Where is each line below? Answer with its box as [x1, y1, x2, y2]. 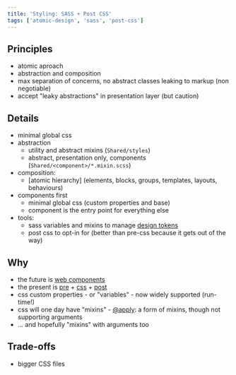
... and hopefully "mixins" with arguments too [17, 320, 150, 328]
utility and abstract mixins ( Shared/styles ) [28, 146, 151, 155]
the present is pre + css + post [17, 282, 107, 291]
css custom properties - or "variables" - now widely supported [17, 290, 201, 299]
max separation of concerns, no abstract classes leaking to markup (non [17, 77, 230, 85]
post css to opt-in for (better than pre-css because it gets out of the [28, 229, 226, 237]
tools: [17, 213, 34, 222]
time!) [17, 297, 35, 306]
